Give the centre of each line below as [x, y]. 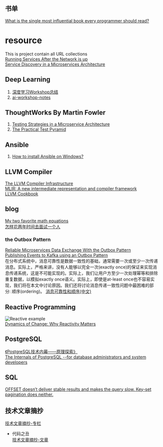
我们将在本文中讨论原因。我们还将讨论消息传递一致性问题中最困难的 [81, 286]
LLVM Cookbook [22, 194]
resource [24, 40]
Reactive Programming [41, 307]
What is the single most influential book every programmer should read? [77, 20]
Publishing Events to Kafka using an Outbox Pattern [57, 255]
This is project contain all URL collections [46, 54]
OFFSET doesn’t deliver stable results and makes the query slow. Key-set [78, 389]
